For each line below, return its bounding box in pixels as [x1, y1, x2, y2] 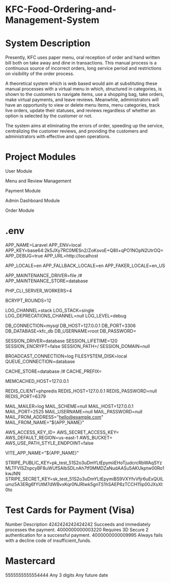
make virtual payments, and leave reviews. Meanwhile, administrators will [5, 96, 159, 103]
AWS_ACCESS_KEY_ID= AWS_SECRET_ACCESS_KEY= [5, 429, 119, 435]
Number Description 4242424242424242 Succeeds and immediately [5, 521, 151, 527]
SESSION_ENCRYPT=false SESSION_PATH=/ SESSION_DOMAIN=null [5, 343, 150, 349]
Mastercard [5, 555, 55, 567]
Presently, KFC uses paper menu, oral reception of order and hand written [5, 54, 160, 60]
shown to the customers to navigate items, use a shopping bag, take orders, [5, 91, 164, 98]
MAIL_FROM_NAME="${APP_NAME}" [5, 419, 85, 425]
